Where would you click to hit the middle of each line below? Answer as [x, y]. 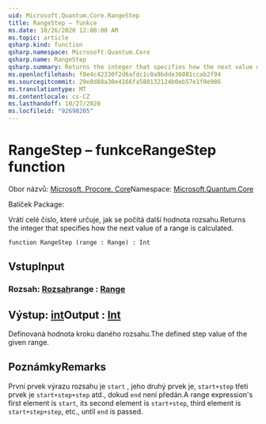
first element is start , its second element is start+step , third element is [125, 403]
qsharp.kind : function [46, 45]
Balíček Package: [36, 204]
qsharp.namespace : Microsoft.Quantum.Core [79, 52]
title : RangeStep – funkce [53, 23]
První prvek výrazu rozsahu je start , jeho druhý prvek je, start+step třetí [128, 386]
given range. [29, 343]
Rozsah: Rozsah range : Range [67, 290]
